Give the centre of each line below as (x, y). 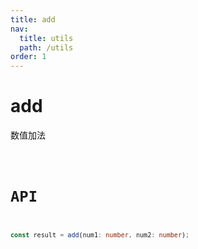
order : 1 (28, 57)
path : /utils (46, 47)
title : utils (46, 38)
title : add (33, 19)
